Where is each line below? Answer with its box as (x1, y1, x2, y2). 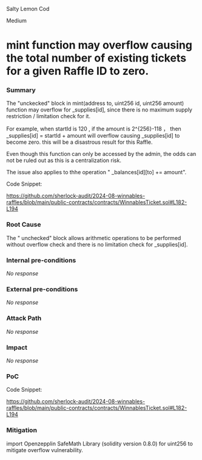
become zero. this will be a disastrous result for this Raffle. (6, 138, 153, 146)
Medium (6, 17, 27, 24)
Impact (6, 343, 28, 352)
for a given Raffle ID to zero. (6, 64, 149, 78)
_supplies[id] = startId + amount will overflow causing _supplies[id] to (6, 132, 180, 140)
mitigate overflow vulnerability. (6, 446, 84, 453)
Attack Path (6, 314, 42, 322)
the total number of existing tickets (6, 51, 187, 65)
